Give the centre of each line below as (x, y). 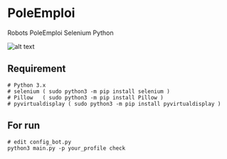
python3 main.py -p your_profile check (67, 148)
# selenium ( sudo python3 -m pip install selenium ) (89, 91)
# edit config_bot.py (39, 142)
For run (24, 126)
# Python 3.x (27, 85)
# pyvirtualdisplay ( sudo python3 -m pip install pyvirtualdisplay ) (114, 104)
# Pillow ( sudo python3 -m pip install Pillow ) (85, 97)
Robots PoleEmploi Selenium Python (60, 33)
